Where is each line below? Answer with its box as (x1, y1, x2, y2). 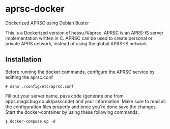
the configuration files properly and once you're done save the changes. (5, 104, 157, 110)
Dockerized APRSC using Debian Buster (5, 20, 89, 26)
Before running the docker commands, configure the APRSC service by (5, 69, 155, 75)
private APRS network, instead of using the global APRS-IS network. (5, 40, 149, 46)
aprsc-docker (5, 3, 65, 15)
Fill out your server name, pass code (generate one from (5, 92, 124, 99)
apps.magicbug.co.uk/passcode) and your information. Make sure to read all (5, 98, 166, 104)
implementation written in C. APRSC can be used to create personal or (5, 35, 153, 41)
